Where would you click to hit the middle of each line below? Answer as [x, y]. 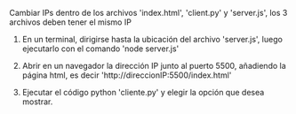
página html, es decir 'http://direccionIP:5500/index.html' [127, 75]
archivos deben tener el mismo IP [70, 22]
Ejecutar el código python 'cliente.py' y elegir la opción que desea [143, 92]
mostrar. [37, 102]
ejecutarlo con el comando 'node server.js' [100, 49]
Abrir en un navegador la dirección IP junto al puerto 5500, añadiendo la [154, 66]
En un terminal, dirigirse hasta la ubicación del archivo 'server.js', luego [152, 39]
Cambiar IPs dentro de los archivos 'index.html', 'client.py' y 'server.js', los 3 [148, 13]
